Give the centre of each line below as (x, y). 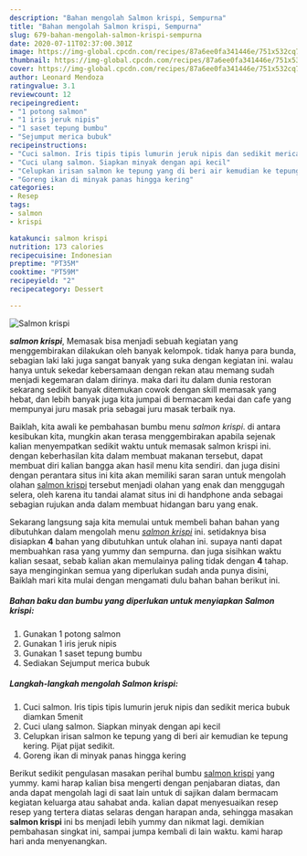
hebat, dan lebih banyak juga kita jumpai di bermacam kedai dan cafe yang (151, 399)
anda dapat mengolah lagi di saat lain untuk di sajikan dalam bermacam (144, 792)
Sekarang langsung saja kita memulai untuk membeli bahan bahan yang (145, 522)
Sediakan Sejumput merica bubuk (86, 662)
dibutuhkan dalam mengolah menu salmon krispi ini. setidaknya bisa (138, 532)
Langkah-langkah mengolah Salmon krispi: (94, 684)
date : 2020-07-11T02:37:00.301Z (71, 43)
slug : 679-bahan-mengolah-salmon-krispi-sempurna (106, 35)
